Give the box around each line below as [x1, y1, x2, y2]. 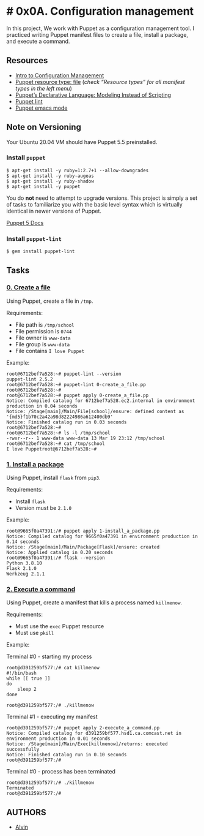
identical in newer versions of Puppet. [6, 207, 102, 215]
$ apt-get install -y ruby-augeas [6, 173, 95, 179]
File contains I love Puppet [15, 347, 85, 354]
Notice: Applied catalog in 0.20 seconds [6, 550, 114, 556]
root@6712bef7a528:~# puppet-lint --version [6, 371, 122, 377]
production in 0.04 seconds [6, 403, 78, 409]
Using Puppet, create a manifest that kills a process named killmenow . [6, 599, 182, 606]
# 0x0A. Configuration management [6, 4, 194, 18]
